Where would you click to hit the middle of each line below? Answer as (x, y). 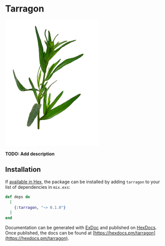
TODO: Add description (30, 154)
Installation (23, 169)
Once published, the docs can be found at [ (50, 233)
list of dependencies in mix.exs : (38, 187)
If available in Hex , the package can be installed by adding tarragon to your (82, 182)
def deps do (17, 197)
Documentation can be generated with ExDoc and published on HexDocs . (81, 228)
